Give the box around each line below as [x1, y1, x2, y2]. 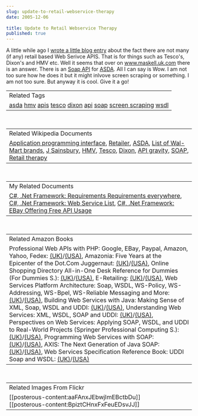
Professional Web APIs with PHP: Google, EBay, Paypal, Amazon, [9, 244, 189, 253]
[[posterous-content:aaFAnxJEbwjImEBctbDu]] [9, 393, 141, 401]
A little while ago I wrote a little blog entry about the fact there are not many [6, 47, 190, 54]
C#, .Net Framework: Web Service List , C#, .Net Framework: [9, 199, 175, 207]
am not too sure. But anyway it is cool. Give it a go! [6, 78, 129, 86]
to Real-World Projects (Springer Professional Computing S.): [9, 326, 180, 334]
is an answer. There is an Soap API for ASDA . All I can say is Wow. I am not [6, 65, 187, 73]
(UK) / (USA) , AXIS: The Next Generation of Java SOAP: [9, 340, 160, 349]
